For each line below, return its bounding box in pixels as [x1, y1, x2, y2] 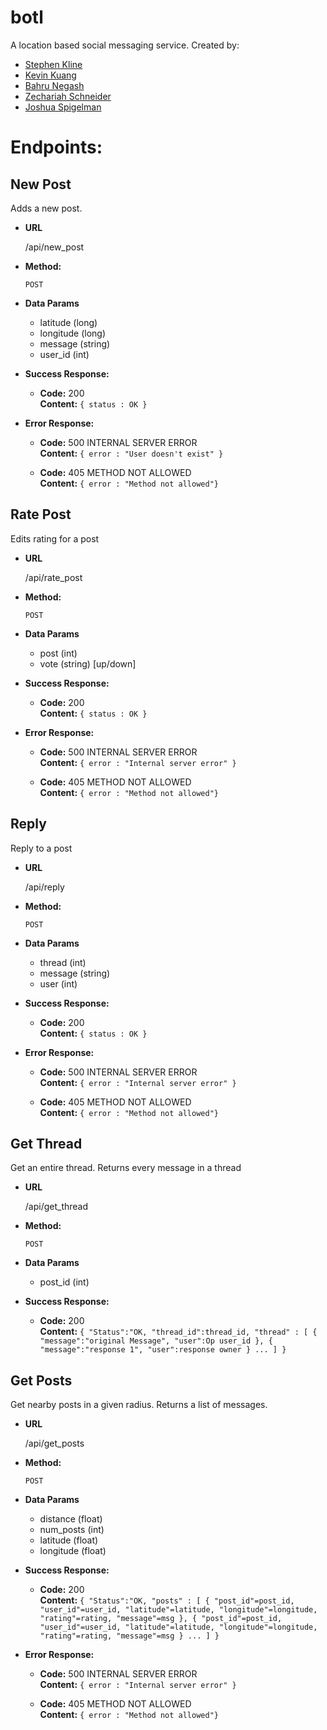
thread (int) [39, 956, 87, 968]
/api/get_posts [24, 1437, 85, 1450]
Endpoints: [10, 136, 103, 159]
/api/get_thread [24, 1201, 89, 1213]
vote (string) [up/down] [39, 657, 137, 670]
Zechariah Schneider [24, 90, 112, 102]
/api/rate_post [24, 571, 83, 583]
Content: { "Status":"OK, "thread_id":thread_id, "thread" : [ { [39, 1326, 318, 1338]
